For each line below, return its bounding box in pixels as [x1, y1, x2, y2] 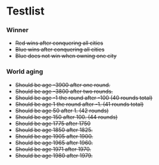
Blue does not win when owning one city [15, 53, 117, 60]
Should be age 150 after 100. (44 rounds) [15, 113, 118, 120]
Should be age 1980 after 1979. [15, 152, 93, 159]
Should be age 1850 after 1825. [15, 126, 93, 134]
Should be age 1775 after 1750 [15, 120, 91, 127]
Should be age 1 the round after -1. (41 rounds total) [15, 100, 144, 108]
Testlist [6, 4, 45, 18]
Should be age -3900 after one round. [15, 81, 110, 88]
